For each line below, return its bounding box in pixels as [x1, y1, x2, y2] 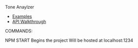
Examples [12, 14, 32, 19]
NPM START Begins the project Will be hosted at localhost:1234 [5, 37, 134, 43]
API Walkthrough [12, 19, 46, 24]
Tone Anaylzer [5, 4, 34, 10]
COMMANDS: [5, 28, 33, 33]
